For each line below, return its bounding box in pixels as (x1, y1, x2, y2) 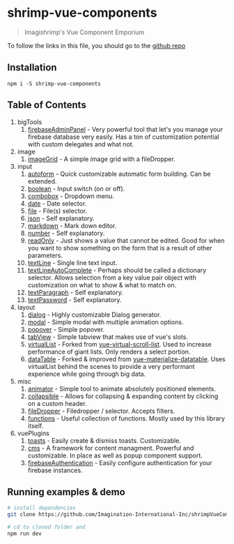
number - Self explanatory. (27, 229, 105, 237)
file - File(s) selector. (27, 206, 88, 215)
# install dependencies (7, 504, 77, 512)
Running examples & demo (7, 486, 125, 498)
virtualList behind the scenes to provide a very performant (27, 362, 195, 370)
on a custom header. (27, 399, 87, 407)
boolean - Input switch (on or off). (27, 184, 125, 192)
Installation (7, 61, 57, 74)
